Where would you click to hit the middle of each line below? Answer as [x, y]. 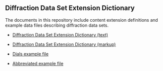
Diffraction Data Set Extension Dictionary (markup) [64, 44]
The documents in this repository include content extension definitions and [82, 20]
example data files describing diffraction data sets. [57, 25]
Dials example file [30, 54]
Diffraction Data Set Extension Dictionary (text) [60, 35]
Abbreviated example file [38, 63]
